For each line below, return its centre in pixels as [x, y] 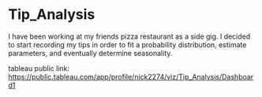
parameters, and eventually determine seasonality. [90, 53]
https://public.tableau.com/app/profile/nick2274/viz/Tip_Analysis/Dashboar [131, 76]
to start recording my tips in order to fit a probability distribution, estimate [127, 44]
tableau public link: [39, 68]
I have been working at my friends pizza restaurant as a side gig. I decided [129, 36]
